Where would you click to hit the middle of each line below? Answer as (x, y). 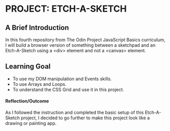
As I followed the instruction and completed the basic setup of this (75, 113)
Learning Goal (28, 67)
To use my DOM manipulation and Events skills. (62, 79)
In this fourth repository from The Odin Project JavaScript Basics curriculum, (86, 40)
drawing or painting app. (31, 123)
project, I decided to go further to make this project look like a (86, 118)
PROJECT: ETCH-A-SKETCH (66, 9)
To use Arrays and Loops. (40, 84)
